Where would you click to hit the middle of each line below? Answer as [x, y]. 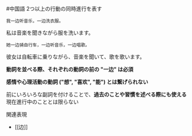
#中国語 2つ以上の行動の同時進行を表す [54, 9]
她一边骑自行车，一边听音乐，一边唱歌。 [48, 45]
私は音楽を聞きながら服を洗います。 [50, 33]
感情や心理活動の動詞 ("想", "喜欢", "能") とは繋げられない [77, 82]
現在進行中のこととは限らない [42, 102]
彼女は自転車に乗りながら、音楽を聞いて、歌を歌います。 [76, 57]
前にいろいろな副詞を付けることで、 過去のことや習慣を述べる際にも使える [97, 94]
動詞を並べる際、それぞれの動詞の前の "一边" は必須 [70, 69]
